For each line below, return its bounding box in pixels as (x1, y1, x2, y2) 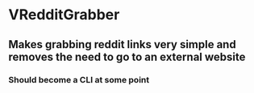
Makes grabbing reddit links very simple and (8, 38, 236, 51)
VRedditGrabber (8, 6, 120, 24)
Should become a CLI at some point (8, 74, 150, 85)
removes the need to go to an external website (8, 50, 246, 63)
